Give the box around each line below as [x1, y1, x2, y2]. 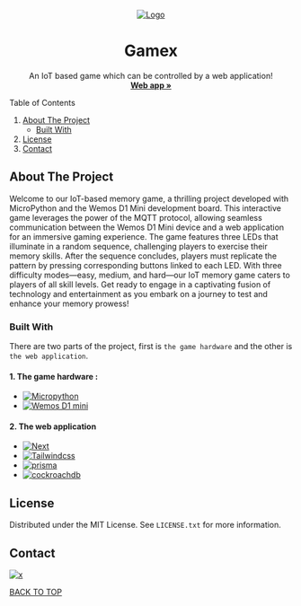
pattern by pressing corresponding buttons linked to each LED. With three [9, 259, 282, 270]
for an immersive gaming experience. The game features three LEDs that [9, 231, 279, 242]
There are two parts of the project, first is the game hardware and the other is [9, 341, 293, 352]
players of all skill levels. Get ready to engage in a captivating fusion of [9, 278, 271, 290]
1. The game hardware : [9, 371, 99, 382]
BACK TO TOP [9, 587, 63, 598]
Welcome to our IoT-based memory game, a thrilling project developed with [9, 193, 289, 204]
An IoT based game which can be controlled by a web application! [29, 70, 273, 81]
